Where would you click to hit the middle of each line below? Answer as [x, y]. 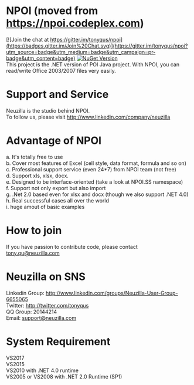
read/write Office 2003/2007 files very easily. [61, 70]
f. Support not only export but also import [56, 188]
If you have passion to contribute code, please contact [72, 246]
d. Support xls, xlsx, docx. [38, 175]
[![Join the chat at [28, 39]
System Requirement [58, 341]
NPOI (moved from [52, 11]
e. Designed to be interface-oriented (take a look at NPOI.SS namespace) [95, 182]
